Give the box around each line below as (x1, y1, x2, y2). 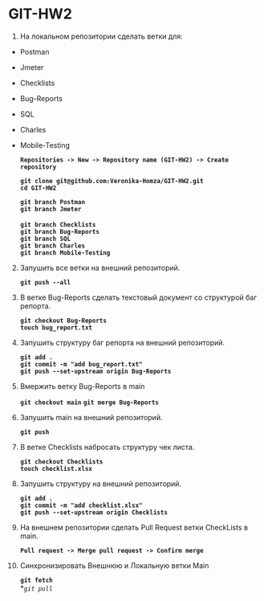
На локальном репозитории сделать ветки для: (19, 31, 183, 41)
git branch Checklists (19, 220, 96, 229)
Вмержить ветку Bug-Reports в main (19, 381, 145, 390)
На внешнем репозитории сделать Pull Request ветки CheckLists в (19, 522, 249, 532)
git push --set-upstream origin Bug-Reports (19, 367, 172, 375)
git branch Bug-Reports (19, 227, 100, 235)
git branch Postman (19, 198, 86, 206)
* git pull (19, 583, 54, 593)
